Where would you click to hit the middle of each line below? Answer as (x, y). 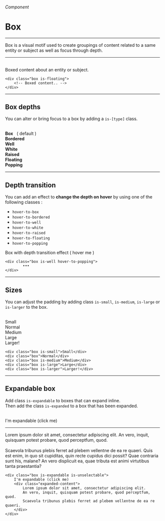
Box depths (23, 107)
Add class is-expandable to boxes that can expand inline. (63, 400)
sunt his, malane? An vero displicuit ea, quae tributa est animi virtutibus (77, 461)
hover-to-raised (29, 233)
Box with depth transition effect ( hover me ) (50, 253)
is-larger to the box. (27, 307)
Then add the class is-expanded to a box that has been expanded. (72, 406)
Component (17, 7)
